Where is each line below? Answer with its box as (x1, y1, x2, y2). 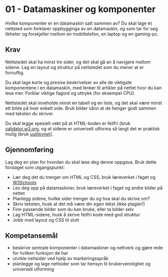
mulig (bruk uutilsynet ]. (5, 131, 54, 137)
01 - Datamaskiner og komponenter (5, 4, 156, 15)
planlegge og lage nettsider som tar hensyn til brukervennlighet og (12, 261, 151, 267)
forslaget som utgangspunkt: (5, 164, 65, 170)
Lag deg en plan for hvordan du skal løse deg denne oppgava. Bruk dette (5, 159, 157, 165)
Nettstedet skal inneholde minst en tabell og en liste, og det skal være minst (5, 100, 162, 106)
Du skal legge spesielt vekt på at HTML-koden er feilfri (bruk (5, 120, 131, 126)
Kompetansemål (5, 231, 58, 240)
